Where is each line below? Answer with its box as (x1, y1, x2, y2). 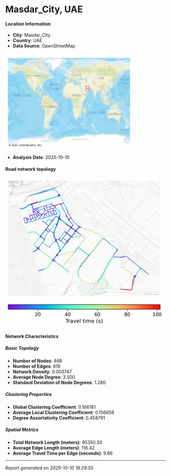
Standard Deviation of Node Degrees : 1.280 (12, 380, 106, 386)
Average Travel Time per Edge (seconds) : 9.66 (12, 450, 113, 457)
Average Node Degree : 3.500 (12, 374, 75, 380)
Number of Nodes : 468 (12, 358, 63, 364)
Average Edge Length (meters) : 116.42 (12, 445, 95, 451)
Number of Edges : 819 (12, 363, 61, 369)
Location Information (5, 20, 51, 27)
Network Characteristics (5, 333, 59, 339)
